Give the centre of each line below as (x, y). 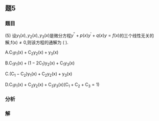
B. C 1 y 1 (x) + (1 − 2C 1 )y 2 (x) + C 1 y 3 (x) (40, 63)
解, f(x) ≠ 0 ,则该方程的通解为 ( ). (37, 42)
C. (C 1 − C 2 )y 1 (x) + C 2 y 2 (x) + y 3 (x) (39, 74)
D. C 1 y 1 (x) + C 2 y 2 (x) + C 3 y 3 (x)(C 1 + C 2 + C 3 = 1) (52, 85)
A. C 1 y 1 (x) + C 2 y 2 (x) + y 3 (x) (32, 53)
